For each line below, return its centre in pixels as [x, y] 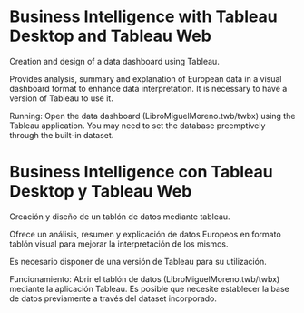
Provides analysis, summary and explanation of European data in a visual [146, 78]
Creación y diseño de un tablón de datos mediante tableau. [120, 217]
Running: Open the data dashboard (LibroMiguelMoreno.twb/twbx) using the [152, 116]
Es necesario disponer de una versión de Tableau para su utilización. [138, 261]
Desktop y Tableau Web [101, 192]
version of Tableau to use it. [61, 98]
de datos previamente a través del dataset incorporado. [113, 298]
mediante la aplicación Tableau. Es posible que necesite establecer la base [149, 288]
